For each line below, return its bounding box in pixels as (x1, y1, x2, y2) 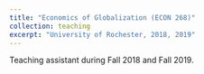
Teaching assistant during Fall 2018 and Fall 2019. (9, 55, 194, 66)
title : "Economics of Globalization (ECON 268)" (9, 13, 196, 23)
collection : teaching (9, 22, 91, 31)
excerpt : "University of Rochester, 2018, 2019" (9, 30, 196, 39)
